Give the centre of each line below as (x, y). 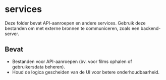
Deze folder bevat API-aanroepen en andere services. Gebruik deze (75, 23)
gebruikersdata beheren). (38, 66)
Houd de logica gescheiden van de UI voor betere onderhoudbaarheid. (86, 72)
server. (12, 33)
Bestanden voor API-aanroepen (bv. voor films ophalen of (72, 61)
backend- (151, 28)
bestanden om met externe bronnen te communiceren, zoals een (72, 28)
